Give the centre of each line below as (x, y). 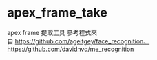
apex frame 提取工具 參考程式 (49, 32)
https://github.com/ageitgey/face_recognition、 (82, 41)
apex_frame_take (57, 13)
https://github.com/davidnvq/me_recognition (71, 49)
